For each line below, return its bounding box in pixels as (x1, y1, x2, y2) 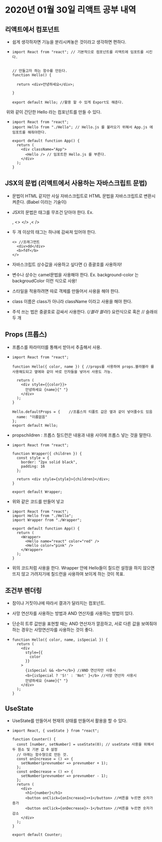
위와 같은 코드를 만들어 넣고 (12, 498, 65, 504)
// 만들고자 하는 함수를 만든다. (12, 68, 68, 73)
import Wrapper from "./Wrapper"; (12, 518, 82, 522)
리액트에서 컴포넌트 (5, 25, 60, 33)
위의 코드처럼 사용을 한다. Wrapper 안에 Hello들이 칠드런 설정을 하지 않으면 (12, 565, 155, 570)
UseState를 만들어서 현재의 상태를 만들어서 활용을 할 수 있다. (12, 718, 128, 724)
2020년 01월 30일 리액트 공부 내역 (5, 4, 136, 16)
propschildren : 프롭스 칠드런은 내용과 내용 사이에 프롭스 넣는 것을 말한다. (12, 432, 152, 438)
